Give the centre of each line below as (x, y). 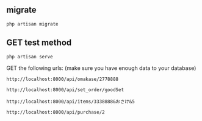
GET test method (39, 43)
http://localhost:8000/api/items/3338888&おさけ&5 (71, 102)
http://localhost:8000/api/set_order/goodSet (65, 90)
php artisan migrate (33, 24)
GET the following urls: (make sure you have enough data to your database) (101, 68)
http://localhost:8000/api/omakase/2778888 (63, 79)
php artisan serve (30, 57)
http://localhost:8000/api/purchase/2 (56, 112)
